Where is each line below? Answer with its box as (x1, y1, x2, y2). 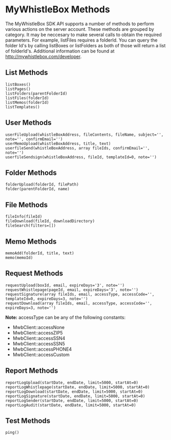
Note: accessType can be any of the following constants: (5, 314, 126, 320)
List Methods (5, 68, 48, 77)
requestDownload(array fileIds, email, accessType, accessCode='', (5, 301, 153, 306)
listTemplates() (5, 104, 40, 109)
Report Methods (5, 366, 58, 375)
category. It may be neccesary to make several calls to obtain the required (5, 31, 162, 38)
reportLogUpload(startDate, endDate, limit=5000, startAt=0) (5, 380, 139, 385)
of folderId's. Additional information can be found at (5, 48, 115, 54)
